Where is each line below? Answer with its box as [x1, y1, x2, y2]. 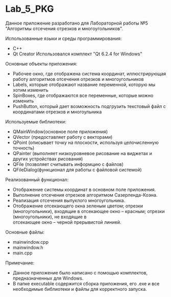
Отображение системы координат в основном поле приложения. [12, 186, 156, 193]
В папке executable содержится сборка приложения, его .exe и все [12, 280, 160, 287]
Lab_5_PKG [5, 3, 54, 15]
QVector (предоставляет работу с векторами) [12, 134, 113, 140]
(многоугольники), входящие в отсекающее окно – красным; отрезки [12, 208, 165, 214]
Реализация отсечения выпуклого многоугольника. [12, 197, 126, 203]
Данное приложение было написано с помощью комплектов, [12, 269, 148, 275]
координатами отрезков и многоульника [12, 109, 102, 115]
